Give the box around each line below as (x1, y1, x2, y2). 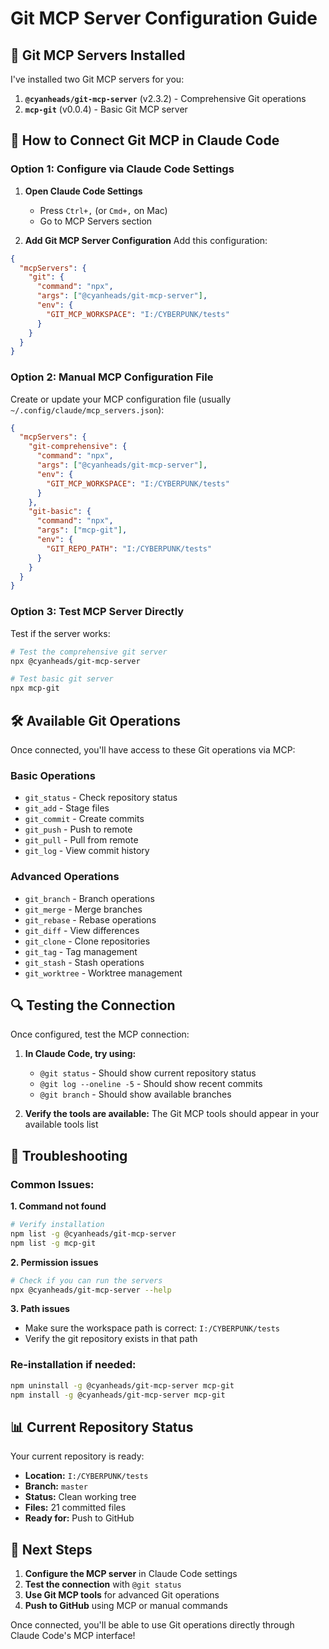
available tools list (24, 1118, 99, 1131)
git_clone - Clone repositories (24, 935, 151, 947)
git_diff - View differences (24, 924, 140, 936)
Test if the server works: (10, 627, 111, 639)
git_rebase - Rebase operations (24, 913, 157, 926)
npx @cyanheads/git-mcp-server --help (10, 1285, 172, 1295)
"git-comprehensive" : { (28, 442, 128, 452)
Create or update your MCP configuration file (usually (10, 393, 232, 405)
